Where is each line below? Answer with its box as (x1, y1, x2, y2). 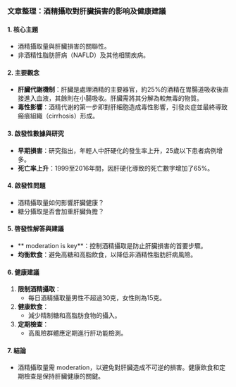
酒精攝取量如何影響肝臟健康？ (17, 198, 104, 207)
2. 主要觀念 (7, 68, 40, 77)
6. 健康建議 (7, 268, 40, 276)
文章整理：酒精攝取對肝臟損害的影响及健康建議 (7, 6, 166, 16)
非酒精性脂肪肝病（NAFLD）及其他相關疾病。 (17, 51, 150, 59)
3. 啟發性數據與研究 (7, 129, 65, 137)
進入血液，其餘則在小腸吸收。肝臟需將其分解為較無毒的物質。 (23, 94, 203, 103)
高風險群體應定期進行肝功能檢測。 (27, 329, 128, 338)
